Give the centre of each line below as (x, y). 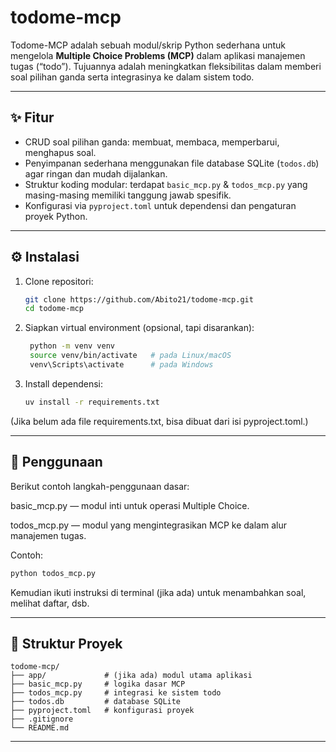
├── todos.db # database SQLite (96, 702)
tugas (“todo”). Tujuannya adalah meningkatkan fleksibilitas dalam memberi (166, 66)
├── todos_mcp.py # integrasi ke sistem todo (116, 693)
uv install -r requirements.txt (92, 402)
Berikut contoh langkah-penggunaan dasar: (100, 486)
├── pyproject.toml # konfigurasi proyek (102, 711)
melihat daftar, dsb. (50, 603)
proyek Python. (56, 216)
